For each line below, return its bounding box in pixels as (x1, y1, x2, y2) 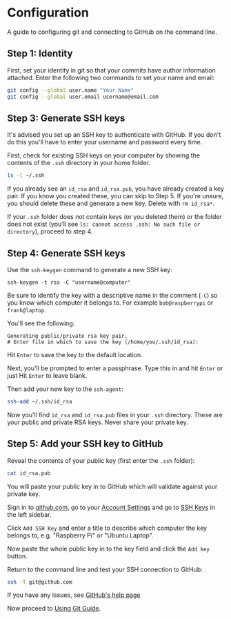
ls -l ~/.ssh (7, 172, 45, 179)
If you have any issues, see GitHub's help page (7, 591, 141, 599)
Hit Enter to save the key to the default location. (7, 351, 143, 359)
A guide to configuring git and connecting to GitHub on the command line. (7, 28, 217, 36)
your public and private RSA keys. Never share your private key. (7, 418, 188, 426)
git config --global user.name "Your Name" (7, 86, 134, 94)
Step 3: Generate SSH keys (7, 112, 125, 124)
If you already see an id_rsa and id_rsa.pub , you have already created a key (7, 184, 224, 193)
